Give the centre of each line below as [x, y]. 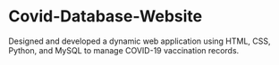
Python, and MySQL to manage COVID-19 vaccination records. [124, 50]
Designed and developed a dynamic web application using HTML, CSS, [139, 41]
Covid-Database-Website [106, 16]
